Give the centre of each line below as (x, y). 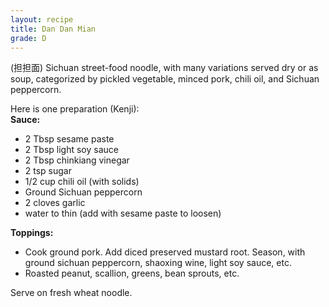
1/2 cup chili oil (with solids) (82, 182)
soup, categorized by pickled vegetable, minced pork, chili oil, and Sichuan (165, 79)
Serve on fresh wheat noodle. (71, 293)
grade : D (28, 38)
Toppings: (32, 233)
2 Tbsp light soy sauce (71, 150)
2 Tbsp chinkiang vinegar (77, 160)
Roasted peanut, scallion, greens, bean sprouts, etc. (132, 273)
